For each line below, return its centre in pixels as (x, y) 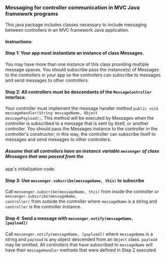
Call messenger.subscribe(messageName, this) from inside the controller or (82, 192)
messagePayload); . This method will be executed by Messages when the (80, 118)
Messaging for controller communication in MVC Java (72, 8)
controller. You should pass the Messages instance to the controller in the (81, 129)
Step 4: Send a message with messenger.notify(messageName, (69, 218)
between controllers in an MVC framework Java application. (67, 30)
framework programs (32, 14)
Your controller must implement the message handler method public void (82, 108)
